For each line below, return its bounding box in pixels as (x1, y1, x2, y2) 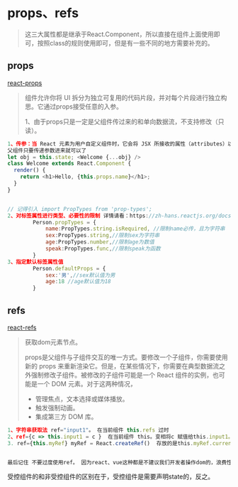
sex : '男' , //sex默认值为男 (45, 271, 115, 279)
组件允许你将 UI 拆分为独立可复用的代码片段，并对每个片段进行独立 (24, 93, 221, 102)
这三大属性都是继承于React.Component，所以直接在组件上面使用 (24, 30, 214, 38)
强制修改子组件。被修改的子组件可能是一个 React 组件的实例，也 (30, 371, 220, 379)
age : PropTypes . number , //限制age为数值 (45, 239, 154, 246)
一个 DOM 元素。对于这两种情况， (37, 379, 137, 388)
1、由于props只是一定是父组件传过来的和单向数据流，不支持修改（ (24, 117, 218, 126)
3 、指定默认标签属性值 (7, 258, 64, 266)
